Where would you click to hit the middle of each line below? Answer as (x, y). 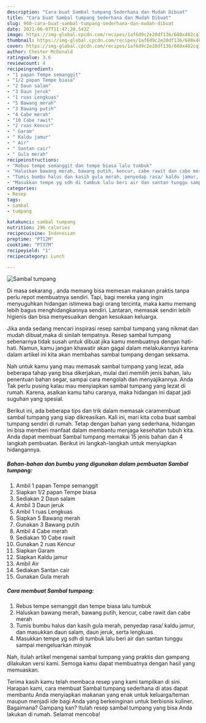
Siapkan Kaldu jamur (42, 557)
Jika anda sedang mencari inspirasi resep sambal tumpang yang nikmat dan (103, 328)
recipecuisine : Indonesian (41, 234)
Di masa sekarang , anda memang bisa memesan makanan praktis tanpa (98, 291)
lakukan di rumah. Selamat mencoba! (53, 714)
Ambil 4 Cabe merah (42, 531)
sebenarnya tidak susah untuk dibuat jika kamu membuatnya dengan (94, 342)
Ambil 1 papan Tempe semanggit (57, 486)
